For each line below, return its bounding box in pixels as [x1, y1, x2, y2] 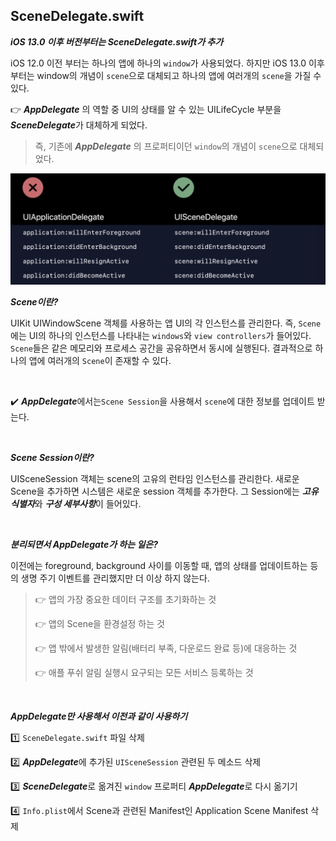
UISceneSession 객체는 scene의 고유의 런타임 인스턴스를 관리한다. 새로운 [10, 472, 300, 484]
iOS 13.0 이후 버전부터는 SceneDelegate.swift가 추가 [10, 35, 224, 48]
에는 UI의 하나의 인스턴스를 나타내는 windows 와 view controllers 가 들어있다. [10, 329, 312, 341]
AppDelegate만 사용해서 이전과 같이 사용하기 [10, 710, 188, 722]
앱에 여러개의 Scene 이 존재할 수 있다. [28, 354, 172, 366]
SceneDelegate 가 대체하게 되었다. [10, 119, 148, 131]
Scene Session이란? [10, 451, 95, 463]
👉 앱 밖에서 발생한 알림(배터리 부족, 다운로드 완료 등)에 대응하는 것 [34, 642, 298, 654]
